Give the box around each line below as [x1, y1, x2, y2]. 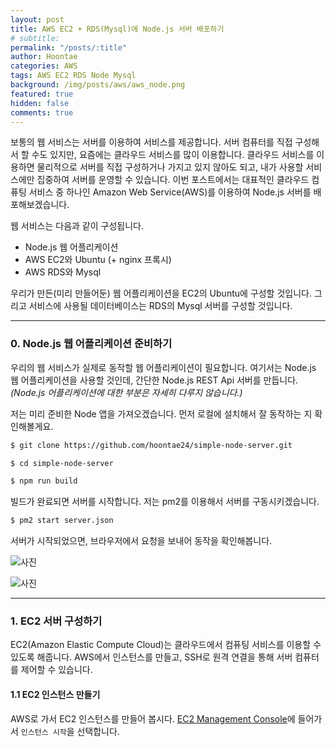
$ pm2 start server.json [10, 516, 114, 526]
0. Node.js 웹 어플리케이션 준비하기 [10, 337, 173, 351]
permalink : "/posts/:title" [10, 42, 128, 53]
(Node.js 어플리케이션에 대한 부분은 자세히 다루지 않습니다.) [10, 386, 243, 398]
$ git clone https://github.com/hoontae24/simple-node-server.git [10, 440, 293, 450]
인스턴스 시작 [20, 727, 67, 737]
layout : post [10, 14, 65, 25]
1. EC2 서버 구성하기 [10, 614, 103, 628]
